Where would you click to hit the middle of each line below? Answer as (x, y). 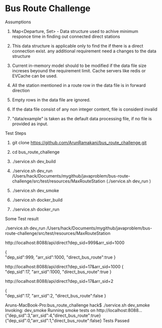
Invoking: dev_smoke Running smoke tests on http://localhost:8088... (74, 310)
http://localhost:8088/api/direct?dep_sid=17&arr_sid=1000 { (64, 266)
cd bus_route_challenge (36, 152)
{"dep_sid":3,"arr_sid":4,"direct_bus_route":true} (53, 315)
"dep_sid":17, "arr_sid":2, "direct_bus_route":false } (56, 295)
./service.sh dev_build (34, 161)
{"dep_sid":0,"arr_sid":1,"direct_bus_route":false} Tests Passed (67, 320)
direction (21, 90)
